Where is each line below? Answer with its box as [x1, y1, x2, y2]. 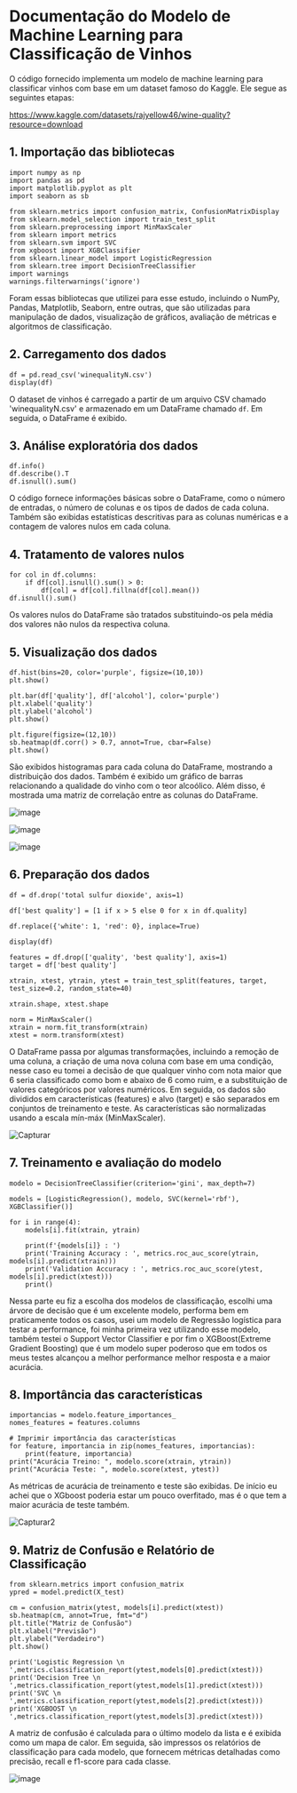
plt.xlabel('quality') [9, 699, 93, 708]
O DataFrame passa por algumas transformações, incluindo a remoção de [9, 1046, 279, 1056]
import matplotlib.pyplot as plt [9, 184, 133, 193]
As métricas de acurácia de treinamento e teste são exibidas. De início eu [9, 1481, 277, 1492]
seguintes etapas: [9, 92, 74, 103]
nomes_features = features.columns [9, 1419, 141, 1428]
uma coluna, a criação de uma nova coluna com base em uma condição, [9, 1056, 274, 1066]
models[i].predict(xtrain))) [9, 1256, 117, 1265]
